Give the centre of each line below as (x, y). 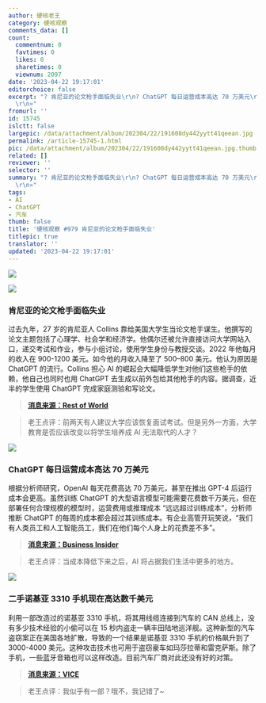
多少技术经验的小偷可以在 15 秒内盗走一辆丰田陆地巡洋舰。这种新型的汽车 (135, 628)
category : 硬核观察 (38, 23)
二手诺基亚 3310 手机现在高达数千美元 (81, 599)
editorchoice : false (42, 89)
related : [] (28, 155)
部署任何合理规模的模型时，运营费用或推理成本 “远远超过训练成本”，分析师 (130, 508)
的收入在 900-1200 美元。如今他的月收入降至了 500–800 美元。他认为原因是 (133, 358)
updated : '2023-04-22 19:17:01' (61, 251)
